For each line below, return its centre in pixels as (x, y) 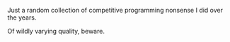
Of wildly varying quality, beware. (56, 31)
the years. (22, 17)
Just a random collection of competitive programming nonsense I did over (115, 10)
